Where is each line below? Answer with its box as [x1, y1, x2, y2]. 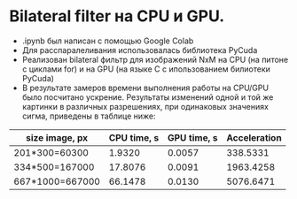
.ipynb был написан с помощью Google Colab [21, 35, 194, 46]
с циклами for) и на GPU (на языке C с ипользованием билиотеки [21, 64, 270, 74]
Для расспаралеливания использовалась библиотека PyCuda [21, 44, 258, 55]
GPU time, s [167, 131, 218, 143]
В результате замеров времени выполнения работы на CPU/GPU [21, 82, 269, 93]
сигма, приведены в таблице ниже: [21, 111, 157, 121]
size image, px [26, 131, 89, 143]
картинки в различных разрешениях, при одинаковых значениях [21, 101, 269, 111]
